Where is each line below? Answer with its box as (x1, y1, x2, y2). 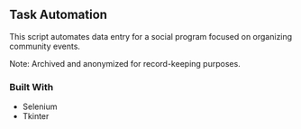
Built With (9, 80, 54, 93)
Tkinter (22, 111, 50, 122)
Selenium (22, 101, 58, 112)
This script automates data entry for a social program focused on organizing (9, 31, 293, 41)
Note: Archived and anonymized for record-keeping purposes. (9, 58, 241, 69)
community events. (9, 41, 81, 51)
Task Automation (9, 7, 108, 23)
